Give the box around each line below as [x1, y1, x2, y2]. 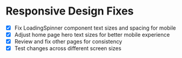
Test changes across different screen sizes [14, 45, 122, 52]
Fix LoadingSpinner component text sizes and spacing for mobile [14, 24, 176, 31]
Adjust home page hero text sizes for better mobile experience [14, 31, 170, 38]
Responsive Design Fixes [5, 4, 134, 18]
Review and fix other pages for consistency [14, 38, 122, 45]
